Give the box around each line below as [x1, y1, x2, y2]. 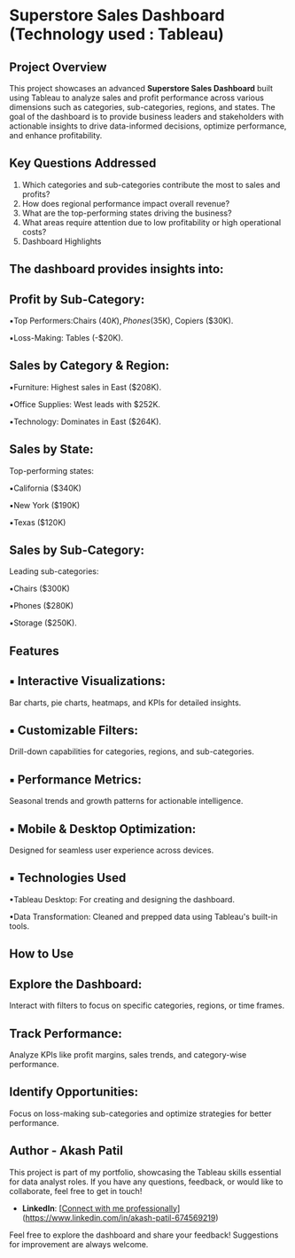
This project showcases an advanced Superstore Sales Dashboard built [9, 83, 273, 93]
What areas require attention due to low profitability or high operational [21, 216, 282, 227]
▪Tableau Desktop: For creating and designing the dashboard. [9, 893, 235, 905]
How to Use [9, 947, 74, 962]
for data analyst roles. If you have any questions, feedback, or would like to [9, 1176, 283, 1187]
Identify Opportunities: [9, 1084, 139, 1100]
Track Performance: [9, 1026, 122, 1041]
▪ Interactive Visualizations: [9, 673, 166, 688]
